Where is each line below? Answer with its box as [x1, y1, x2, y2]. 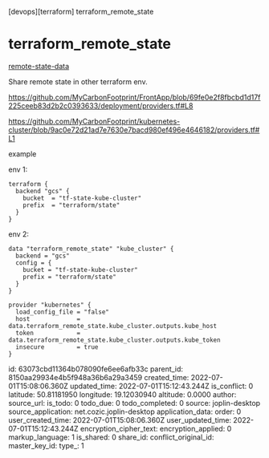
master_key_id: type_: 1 [8, 440, 84, 450]
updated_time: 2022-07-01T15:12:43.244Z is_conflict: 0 [69, 381, 254, 391]
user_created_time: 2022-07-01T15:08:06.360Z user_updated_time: [8, 415, 231, 424]
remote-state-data [8, 61, 70, 71]
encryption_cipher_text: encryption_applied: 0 [79, 424, 232, 433]
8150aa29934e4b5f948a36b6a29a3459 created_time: [8, 372, 190, 382]
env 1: [8, 164, 28, 174]
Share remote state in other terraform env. [8, 76, 148, 87]
